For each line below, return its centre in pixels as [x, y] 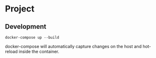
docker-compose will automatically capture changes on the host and [73, 46]
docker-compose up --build [32, 37]
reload [11, 52]
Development [26, 27]
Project [20, 9]
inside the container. [39, 52]
